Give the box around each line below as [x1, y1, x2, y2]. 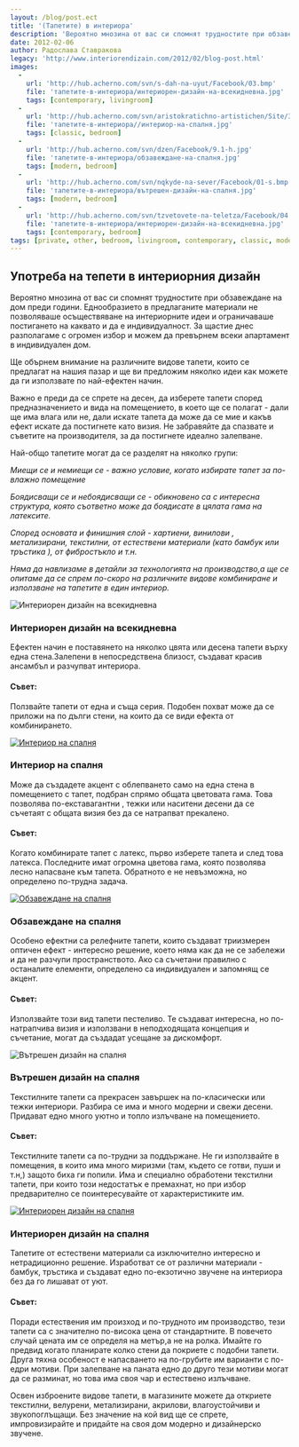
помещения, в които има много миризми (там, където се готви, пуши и [10, 1160, 281, 1171]
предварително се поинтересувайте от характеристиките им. [10, 1189, 245, 1199]
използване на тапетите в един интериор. [10, 582, 169, 593]
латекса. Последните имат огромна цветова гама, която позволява [10, 858, 266, 868]
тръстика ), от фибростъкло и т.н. [10, 547, 138, 557]
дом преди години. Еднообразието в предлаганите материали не [10, 302, 258, 312]
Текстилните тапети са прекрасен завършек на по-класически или [10, 1091, 265, 1102]
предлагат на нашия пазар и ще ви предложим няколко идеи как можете [10, 366, 288, 377]
